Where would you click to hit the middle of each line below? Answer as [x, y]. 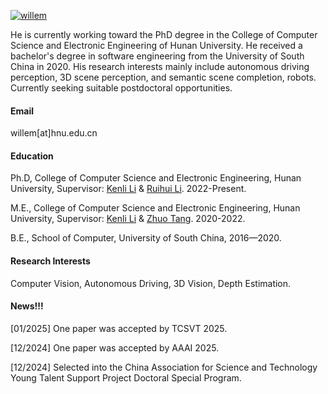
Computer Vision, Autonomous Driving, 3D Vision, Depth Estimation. [151, 283]
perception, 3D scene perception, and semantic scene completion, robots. [163, 77]
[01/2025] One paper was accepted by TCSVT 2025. [119, 328]
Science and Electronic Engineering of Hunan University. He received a [156, 45]
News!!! [27, 306]
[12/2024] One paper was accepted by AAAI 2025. [115, 347]
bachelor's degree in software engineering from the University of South [157, 56]
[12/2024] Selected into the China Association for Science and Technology [164, 367]
